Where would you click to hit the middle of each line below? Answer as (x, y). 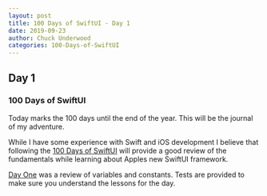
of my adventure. (36, 126)
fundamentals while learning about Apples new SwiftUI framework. (118, 159)
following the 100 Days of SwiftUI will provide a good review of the (118, 150)
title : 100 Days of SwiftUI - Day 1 (69, 23)
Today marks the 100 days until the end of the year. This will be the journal (131, 118)
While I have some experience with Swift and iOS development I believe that (133, 142)
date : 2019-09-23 (37, 30)
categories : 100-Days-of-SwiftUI (64, 46)
